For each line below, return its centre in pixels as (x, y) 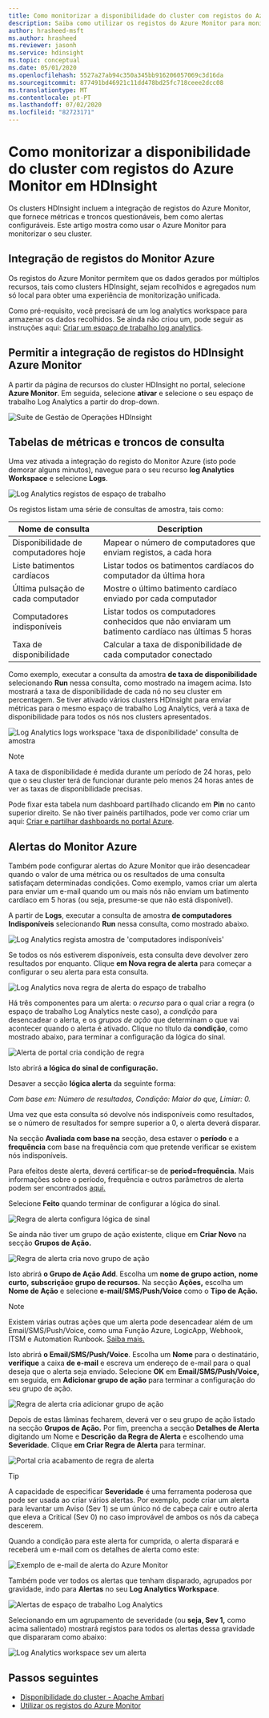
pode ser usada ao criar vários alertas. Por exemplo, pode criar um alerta (129, 1500)
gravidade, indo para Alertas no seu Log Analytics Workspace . (114, 1589)
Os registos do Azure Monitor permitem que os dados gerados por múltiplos (134, 278)
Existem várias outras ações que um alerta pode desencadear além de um (131, 1322)
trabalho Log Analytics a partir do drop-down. (84, 402)
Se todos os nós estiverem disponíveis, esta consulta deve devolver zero (128, 955)
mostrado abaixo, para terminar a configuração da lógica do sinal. (117, 1037)
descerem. (26, 1526)
